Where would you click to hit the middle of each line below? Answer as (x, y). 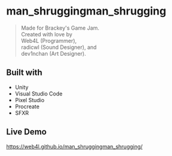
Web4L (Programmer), (49, 41)
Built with (24, 73)
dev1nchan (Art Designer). (53, 53)
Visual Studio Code (39, 93)
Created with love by (47, 34)
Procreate (27, 106)
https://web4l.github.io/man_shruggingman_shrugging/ (75, 146)
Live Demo (26, 132)
